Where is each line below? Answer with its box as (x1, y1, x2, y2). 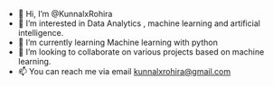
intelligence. (17, 28, 64, 38)
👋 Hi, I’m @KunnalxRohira (17, 9, 113, 19)
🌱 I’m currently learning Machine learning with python (17, 37, 219, 47)
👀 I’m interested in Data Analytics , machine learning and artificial (17, 18, 260, 29)
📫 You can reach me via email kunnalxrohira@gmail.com (17, 66, 231, 76)
